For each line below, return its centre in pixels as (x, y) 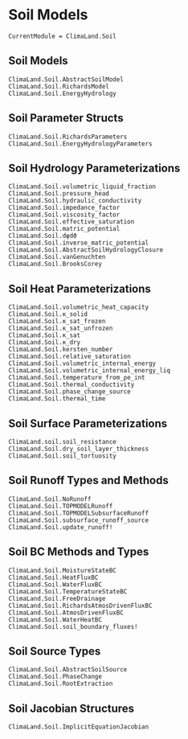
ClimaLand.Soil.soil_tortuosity (62, 456)
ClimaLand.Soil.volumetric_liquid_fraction (82, 187)
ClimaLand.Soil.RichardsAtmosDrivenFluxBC (80, 606)
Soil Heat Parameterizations (80, 288)
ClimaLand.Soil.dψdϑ (43, 236)
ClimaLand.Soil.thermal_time (57, 399)
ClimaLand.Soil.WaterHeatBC (55, 620)
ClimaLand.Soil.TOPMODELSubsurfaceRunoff (79, 513)
